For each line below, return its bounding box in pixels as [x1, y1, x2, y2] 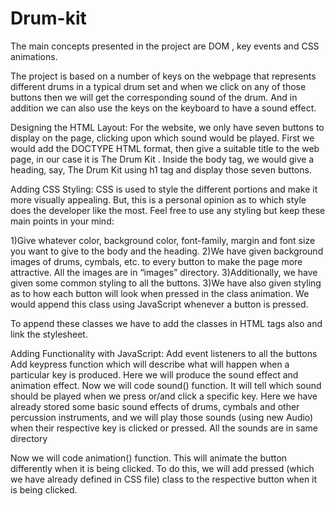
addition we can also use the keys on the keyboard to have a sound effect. [10, 102, 317, 114]
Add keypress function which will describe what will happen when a [10, 358, 290, 370]
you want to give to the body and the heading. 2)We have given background [10, 245, 324, 257]
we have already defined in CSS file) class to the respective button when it [10, 473, 318, 485]
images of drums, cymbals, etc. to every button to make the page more [10, 255, 303, 267]
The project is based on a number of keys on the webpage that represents [10, 70, 317, 82]
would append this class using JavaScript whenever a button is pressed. [10, 298, 309, 310]
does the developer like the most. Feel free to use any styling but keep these [10, 204, 326, 216]
